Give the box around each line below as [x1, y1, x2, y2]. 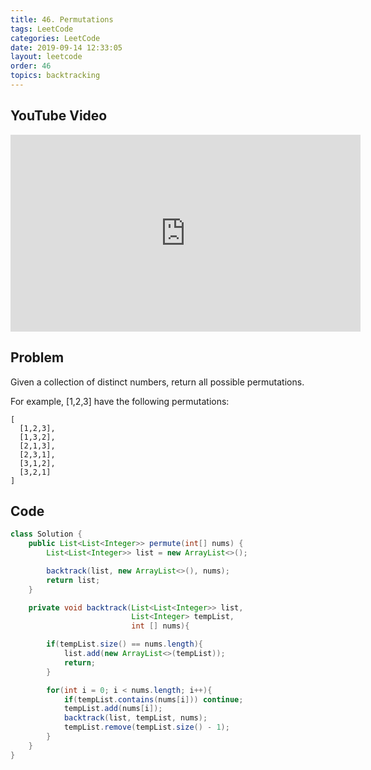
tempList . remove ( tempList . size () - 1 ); [63, 722, 230, 733]
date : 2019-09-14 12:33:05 [10, 42, 123, 53]
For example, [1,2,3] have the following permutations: [10, 395, 230, 407]
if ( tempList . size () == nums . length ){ [46, 639, 203, 650]
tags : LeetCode [10, 24, 74, 34]
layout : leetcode [10, 52, 83, 62]
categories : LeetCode [10, 33, 101, 43]
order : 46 [10, 61, 52, 71]
